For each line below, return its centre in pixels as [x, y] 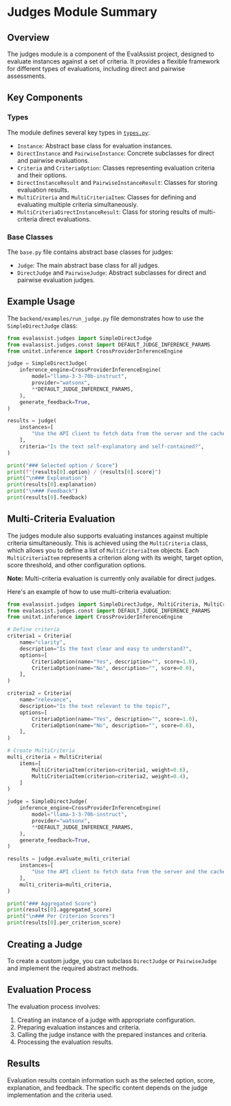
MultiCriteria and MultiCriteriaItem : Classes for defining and [107, 197]
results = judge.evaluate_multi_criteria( [69, 859]
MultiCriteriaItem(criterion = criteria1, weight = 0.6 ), [110, 770]
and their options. [42, 175]
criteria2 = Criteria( [40, 693]
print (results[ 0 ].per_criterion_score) [64, 923]
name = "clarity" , [43, 642]
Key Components [45, 98]
